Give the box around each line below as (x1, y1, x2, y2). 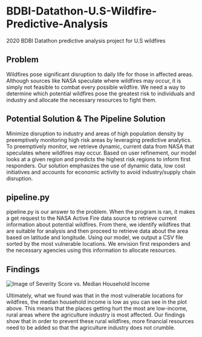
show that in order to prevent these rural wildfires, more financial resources (6, 318, 194, 325)
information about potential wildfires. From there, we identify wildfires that (6, 221, 191, 228)
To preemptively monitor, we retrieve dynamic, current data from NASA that (6, 143, 195, 150)
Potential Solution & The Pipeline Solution (6, 114, 166, 124)
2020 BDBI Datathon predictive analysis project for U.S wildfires (6, 37, 166, 44)
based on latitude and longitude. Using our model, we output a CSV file (6, 234, 183, 241)
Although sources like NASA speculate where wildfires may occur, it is (6, 77, 181, 84)
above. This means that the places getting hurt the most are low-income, (6, 305, 187, 312)
